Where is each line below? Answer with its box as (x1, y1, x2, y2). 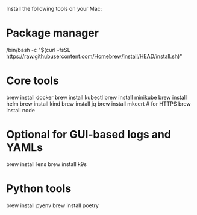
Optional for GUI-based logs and (6, 128, 172, 141)
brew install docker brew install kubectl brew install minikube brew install (6, 94, 187, 101)
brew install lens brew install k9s (6, 160, 87, 168)
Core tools (6, 74, 59, 88)
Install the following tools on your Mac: (6, 5, 102, 12)
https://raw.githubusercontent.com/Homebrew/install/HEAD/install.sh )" (6, 53, 183, 60)
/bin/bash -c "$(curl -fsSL (6, 46, 71, 53)
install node (6, 106, 35, 114)
